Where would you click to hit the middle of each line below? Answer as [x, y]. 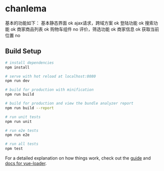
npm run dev [17, 81]
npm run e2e [17, 135]
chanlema [26, 9]
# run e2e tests [22, 130]
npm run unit [19, 121]
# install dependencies [30, 62]
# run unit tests [23, 117]
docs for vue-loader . [26, 163]
